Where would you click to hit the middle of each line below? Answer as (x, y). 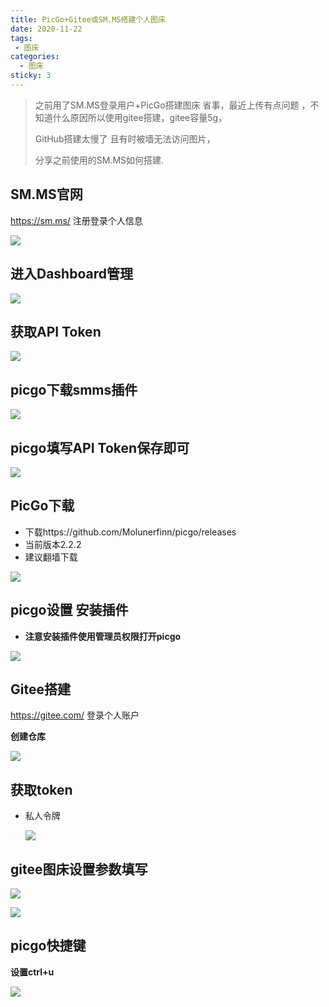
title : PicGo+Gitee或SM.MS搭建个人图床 (88, 19)
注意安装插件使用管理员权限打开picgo (103, 636)
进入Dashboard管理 (71, 274)
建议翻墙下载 (51, 557)
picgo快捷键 (48, 946)
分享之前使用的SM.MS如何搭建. (99, 160)
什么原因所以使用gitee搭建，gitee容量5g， (140, 117)
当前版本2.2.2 (53, 544)
